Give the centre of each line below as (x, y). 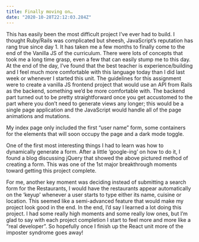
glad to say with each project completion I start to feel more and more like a (99, 219)
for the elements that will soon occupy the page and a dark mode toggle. (95, 133)
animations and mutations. (39, 116)
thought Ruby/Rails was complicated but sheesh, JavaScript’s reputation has (100, 40)
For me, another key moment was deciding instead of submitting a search (96, 182)
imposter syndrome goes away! (45, 233)
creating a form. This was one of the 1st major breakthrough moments (91, 164)
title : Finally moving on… (40, 12)
